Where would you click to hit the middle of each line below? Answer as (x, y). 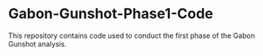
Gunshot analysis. (38, 43)
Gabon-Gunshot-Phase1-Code (111, 14)
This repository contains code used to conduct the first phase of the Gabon (132, 35)
